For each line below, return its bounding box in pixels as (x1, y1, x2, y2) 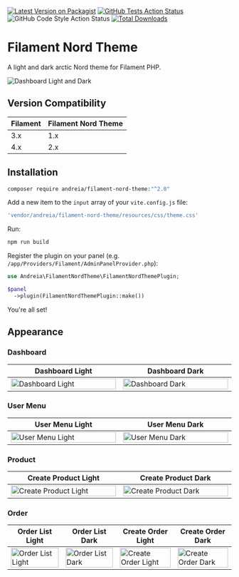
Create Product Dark (139, 473, 211, 483)
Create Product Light (27, 473, 100, 483)
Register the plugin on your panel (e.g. (7, 252, 119, 260)
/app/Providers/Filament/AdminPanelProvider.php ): (7, 259, 159, 267)
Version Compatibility (7, 97, 107, 110)
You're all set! (7, 305, 48, 314)
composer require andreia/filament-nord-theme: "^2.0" (7, 185, 171, 193)
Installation (7, 166, 58, 178)
